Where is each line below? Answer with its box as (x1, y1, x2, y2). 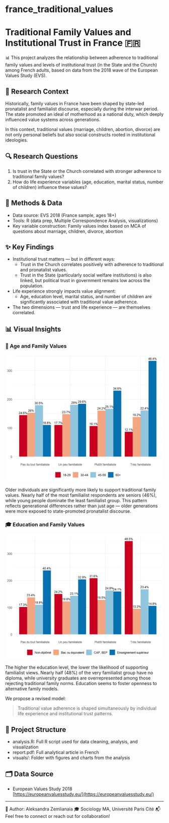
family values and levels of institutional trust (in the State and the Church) (5, 62, 157, 68)
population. (20, 283, 44, 289)
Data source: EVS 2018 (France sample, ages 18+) (12, 212, 117, 218)
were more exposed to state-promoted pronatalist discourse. (5, 508, 132, 514)
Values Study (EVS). (5, 73, 47, 79)
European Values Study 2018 (12, 786, 72, 792)
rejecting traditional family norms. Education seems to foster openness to (5, 680, 157, 687)
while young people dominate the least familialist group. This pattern (5, 497, 147, 503)
